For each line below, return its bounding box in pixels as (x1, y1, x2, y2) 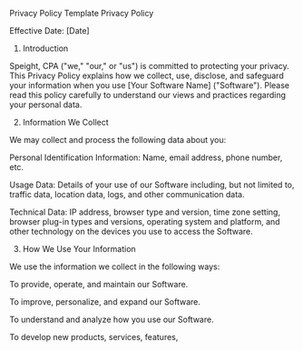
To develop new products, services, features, (9, 332, 179, 342)
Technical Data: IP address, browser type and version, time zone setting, (9, 206, 281, 217)
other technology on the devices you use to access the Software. (9, 226, 253, 236)
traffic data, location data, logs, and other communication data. (9, 189, 245, 199)
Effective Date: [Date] (9, 25, 90, 35)
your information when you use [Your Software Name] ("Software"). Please (9, 80, 290, 90)
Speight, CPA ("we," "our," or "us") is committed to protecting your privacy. (9, 61, 290, 71)
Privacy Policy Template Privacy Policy (9, 8, 154, 18)
